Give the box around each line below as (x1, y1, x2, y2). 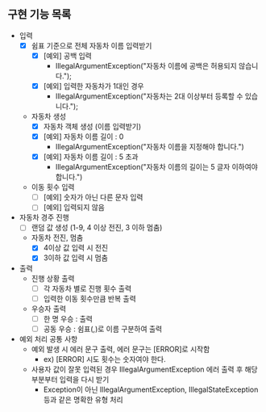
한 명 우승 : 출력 (43, 313, 94, 323)
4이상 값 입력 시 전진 (43, 243, 109, 253)
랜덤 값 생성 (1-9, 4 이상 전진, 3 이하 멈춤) (31, 223, 163, 233)
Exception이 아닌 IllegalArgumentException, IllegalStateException (43, 385, 259, 394)
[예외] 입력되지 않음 (43, 203, 106, 212)
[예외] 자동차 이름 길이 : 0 (43, 132, 124, 141)
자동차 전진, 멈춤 (31, 233, 84, 242)
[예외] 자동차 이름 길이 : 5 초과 (43, 152, 139, 162)
